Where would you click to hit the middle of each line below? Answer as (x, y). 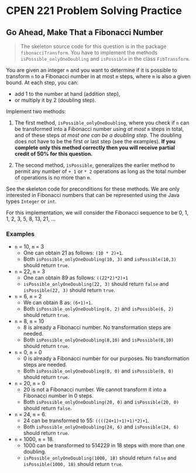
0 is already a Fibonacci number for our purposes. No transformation (106, 358)
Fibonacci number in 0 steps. (58, 396)
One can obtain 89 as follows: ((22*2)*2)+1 (76, 278)
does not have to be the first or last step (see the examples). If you (95, 141)
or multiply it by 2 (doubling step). (55, 100)
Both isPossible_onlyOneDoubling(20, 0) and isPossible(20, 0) (101, 402)
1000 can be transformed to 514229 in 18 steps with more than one (104, 446)
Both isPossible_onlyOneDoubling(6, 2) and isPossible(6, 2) (99, 309)
